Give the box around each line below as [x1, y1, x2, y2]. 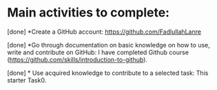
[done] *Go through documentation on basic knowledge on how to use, [7, 41, 210, 49]
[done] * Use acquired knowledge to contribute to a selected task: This [7, 69, 209, 77]
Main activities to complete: [7, 5, 170, 21]
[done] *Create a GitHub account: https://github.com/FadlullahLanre [7, 27, 202, 36]
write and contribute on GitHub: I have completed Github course [7, 48, 189, 56]
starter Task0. [7, 76, 47, 84]
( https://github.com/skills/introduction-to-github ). [7, 55, 148, 63]
